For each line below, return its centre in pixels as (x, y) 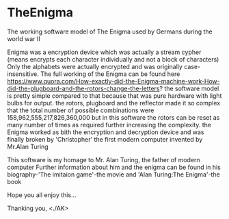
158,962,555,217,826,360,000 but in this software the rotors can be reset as (113, 117)
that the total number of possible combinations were (81, 110)
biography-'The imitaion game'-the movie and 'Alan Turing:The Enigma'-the (113, 174)
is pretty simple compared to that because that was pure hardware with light (114, 95)
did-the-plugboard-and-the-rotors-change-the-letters (83, 88)
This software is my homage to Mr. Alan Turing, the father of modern (104, 159)
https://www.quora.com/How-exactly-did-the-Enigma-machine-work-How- (113, 81)
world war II (24, 38)
